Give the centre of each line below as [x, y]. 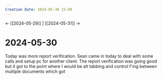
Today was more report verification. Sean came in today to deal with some [79, 56]
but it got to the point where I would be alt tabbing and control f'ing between [81, 66]
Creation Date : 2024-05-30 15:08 [39, 9]
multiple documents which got [35, 71]
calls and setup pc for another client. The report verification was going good [81, 61]
